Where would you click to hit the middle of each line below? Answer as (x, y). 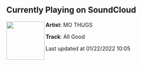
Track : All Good (65, 37)
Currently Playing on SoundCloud (71, 10)
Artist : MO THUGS (69, 24)
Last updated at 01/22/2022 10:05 (88, 48)
